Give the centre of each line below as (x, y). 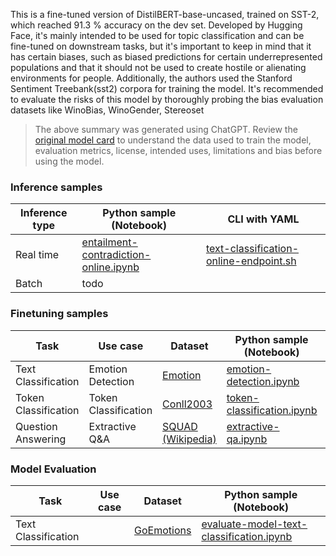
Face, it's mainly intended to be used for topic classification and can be (157, 35)
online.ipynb (110, 267)
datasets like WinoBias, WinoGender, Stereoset (107, 110)
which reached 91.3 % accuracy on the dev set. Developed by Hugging (156, 25)
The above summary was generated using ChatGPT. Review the (166, 129)
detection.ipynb (263, 381)
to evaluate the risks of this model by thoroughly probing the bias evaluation (167, 99)
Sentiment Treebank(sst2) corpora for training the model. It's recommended (167, 88)
